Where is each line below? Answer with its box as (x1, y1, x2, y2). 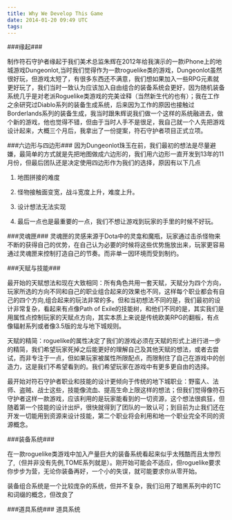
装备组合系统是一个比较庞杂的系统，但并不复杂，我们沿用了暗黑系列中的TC (7, 482, 221, 490)
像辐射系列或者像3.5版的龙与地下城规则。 (7, 322, 126, 331)
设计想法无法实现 (17, 203, 66, 211)
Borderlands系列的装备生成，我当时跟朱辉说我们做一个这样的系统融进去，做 (7, 109, 224, 118)
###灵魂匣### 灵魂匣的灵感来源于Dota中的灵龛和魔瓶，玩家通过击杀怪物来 (7, 232, 221, 241)
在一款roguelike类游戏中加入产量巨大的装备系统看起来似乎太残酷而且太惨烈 (7, 450, 221, 458)
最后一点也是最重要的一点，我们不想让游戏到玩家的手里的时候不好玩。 (17, 217, 217, 225)
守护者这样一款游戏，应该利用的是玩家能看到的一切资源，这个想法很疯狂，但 (7, 395, 225, 403)
